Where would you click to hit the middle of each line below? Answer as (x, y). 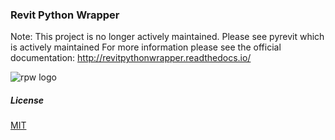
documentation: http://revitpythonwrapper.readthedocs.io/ (131, 58)
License (27, 100)
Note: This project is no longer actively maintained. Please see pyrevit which (167, 37)
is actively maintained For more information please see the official (146, 47)
